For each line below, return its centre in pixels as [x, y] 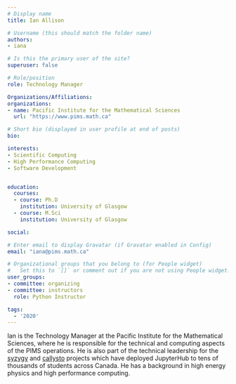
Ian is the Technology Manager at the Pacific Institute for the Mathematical [115, 336]
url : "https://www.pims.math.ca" [63, 117]
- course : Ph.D [36, 200]
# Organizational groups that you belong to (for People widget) [105, 264]
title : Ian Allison [36, 20]
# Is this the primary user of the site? [69, 59]
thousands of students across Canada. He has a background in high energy [117, 366]
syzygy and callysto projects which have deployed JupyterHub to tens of [113, 358]
